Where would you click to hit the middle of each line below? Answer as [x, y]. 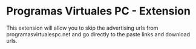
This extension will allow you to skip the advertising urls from [82, 28]
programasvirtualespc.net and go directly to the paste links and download [98, 34]
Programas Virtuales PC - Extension [98, 11]
